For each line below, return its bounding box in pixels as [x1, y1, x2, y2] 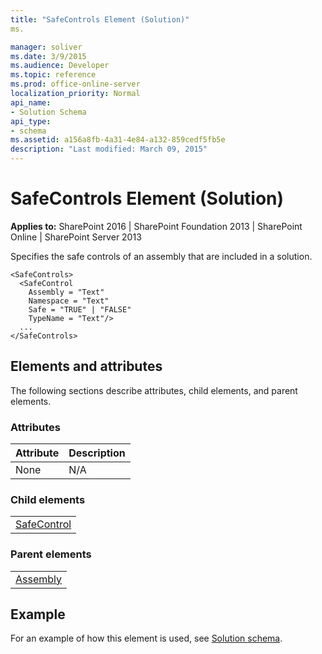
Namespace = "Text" [28, 296, 110, 306]
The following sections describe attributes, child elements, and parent [10, 384, 298, 396]
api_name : [10, 97, 52, 108]
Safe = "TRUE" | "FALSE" [28, 304, 132, 315]
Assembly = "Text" [28, 287, 105, 297]
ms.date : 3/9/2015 [10, 51, 87, 61]
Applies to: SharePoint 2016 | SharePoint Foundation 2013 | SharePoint [10, 220, 303, 232]
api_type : [10, 116, 52, 126]
